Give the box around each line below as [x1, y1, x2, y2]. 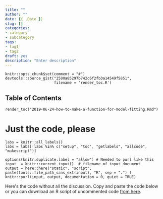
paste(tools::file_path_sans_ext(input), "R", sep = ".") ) [5, 170, 132, 175]
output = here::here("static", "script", [5, 166, 92, 171]
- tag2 [5, 49, 19, 54]
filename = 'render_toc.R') [54, 80, 112, 85]
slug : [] [5, 21, 23, 26]
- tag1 [5, 44, 19, 49]
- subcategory [5, 35, 35, 40]
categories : [5, 26, 30, 31]
